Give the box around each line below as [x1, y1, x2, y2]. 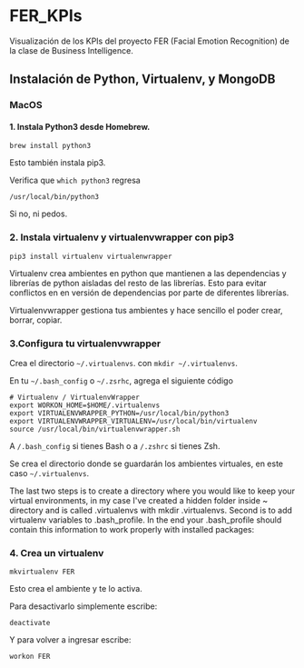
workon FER [9, 652, 51, 662]
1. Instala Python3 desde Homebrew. [9, 121, 151, 132]
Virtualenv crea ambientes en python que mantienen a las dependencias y [9, 267, 288, 278]
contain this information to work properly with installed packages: [9, 524, 255, 535]
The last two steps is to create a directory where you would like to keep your [9, 485, 295, 496]
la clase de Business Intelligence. [9, 45, 133, 55]
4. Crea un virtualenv [9, 546, 104, 559]
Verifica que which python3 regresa [9, 174, 141, 186]
